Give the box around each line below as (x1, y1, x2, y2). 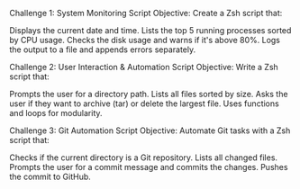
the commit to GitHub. (9, 171, 92, 182)
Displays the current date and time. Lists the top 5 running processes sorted (9, 25, 292, 35)
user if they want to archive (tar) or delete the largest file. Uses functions (9, 98, 279, 109)
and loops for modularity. (9, 108, 103, 118)
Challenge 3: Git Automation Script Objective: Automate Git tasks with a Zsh (9, 125, 291, 136)
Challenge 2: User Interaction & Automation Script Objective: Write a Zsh (9, 62, 279, 72)
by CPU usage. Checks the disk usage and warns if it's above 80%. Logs (9, 35, 281, 45)
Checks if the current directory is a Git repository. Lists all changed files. (9, 152, 277, 163)
